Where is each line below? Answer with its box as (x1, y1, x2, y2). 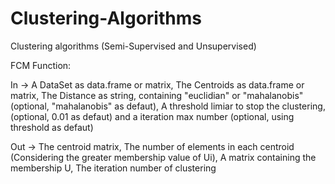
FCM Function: (10, 59, 72, 71)
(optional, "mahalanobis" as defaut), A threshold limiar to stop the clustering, (10, 100, 326, 112)
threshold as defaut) (10, 121, 94, 133)
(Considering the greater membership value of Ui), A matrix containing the (10, 151, 317, 163)
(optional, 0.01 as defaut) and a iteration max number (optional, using (10, 110, 295, 122)
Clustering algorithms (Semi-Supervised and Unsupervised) (10, 40, 257, 52)
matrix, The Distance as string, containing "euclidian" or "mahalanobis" (10, 89, 304, 101)
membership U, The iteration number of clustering (10, 162, 217, 174)
